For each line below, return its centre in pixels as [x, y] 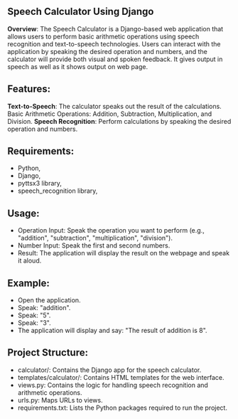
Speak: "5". [34, 315]
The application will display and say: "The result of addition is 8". [112, 331]
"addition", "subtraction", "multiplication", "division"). [95, 238]
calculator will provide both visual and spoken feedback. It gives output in [115, 59]
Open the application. [49, 300]
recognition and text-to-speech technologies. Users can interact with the [114, 44]
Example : [28, 283]
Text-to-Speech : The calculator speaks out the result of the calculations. [114, 106]
